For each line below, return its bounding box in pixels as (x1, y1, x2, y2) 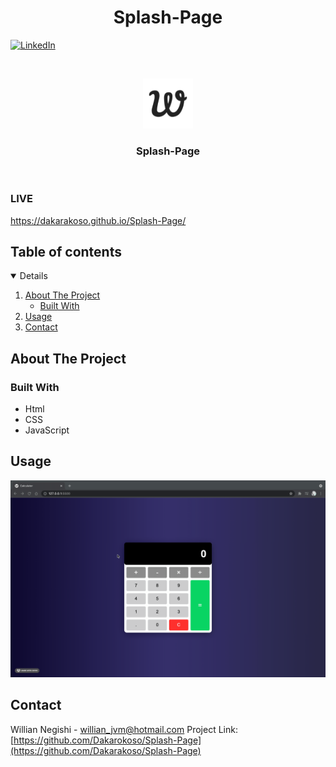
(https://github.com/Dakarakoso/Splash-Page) (10, 744, 202, 756)
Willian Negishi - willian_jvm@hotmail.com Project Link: (10, 723, 238, 735)
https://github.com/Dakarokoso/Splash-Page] (13, 734, 202, 746)
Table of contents (10, 243, 122, 260)
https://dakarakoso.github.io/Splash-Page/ (10, 214, 187, 226)
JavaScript (24, 424, 70, 436)
